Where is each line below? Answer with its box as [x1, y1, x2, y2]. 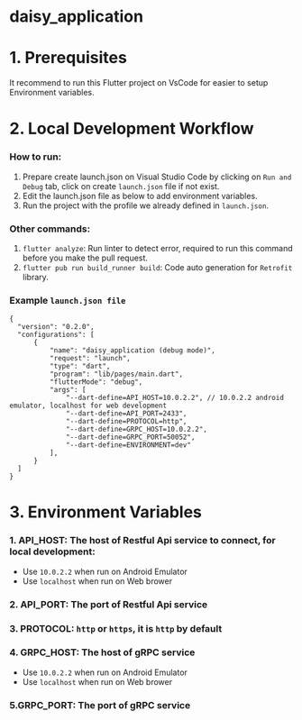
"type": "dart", [49, 362, 111, 371]
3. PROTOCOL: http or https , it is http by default [9, 622, 223, 634]
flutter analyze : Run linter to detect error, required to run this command [22, 242, 293, 253]
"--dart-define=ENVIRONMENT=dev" [66, 441, 192, 450]
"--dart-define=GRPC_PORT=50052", [66, 433, 196, 442]
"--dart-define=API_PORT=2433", [66, 409, 188, 418]
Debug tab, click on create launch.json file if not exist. [22, 180, 220, 191]
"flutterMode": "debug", [49, 378, 143, 387]
